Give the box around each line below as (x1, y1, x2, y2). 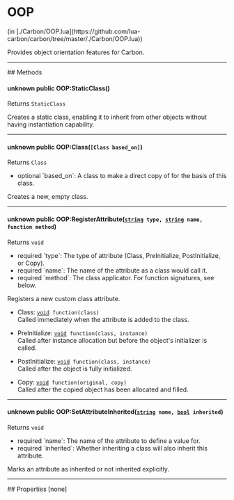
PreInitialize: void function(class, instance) (17, 328, 148, 337)
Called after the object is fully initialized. (17, 364, 132, 373)
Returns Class (7, 158, 47, 167)
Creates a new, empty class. (7, 193, 88, 201)
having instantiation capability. (7, 120, 95, 129)
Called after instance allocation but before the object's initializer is (17, 336, 208, 344)
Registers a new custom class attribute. (7, 294, 120, 303)
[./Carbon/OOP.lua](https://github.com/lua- (16, 27, 141, 35)
